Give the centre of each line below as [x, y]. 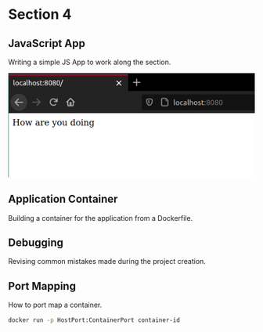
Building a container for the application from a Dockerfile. [101, 218]
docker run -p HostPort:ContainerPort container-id [94, 320]
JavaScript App [47, 43]
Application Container [63, 199]
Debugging [36, 242]
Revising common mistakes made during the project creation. [107, 262]
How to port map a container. [55, 305]
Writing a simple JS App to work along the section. [90, 62]
